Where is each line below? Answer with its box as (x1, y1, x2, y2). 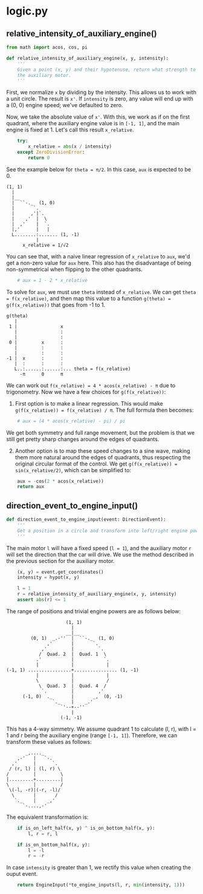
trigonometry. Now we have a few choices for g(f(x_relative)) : (6, 388, 166, 395)
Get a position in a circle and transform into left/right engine (17, 528, 188, 534)
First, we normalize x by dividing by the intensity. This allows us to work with (6, 89, 196, 96)
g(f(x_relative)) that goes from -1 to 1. (6, 301, 106, 308)
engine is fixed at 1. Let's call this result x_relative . (6, 126, 134, 134)
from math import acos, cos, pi (6, 44, 88, 50)
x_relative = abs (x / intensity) (28, 143, 112, 150)
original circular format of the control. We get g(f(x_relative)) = (14, 460, 178, 467)
